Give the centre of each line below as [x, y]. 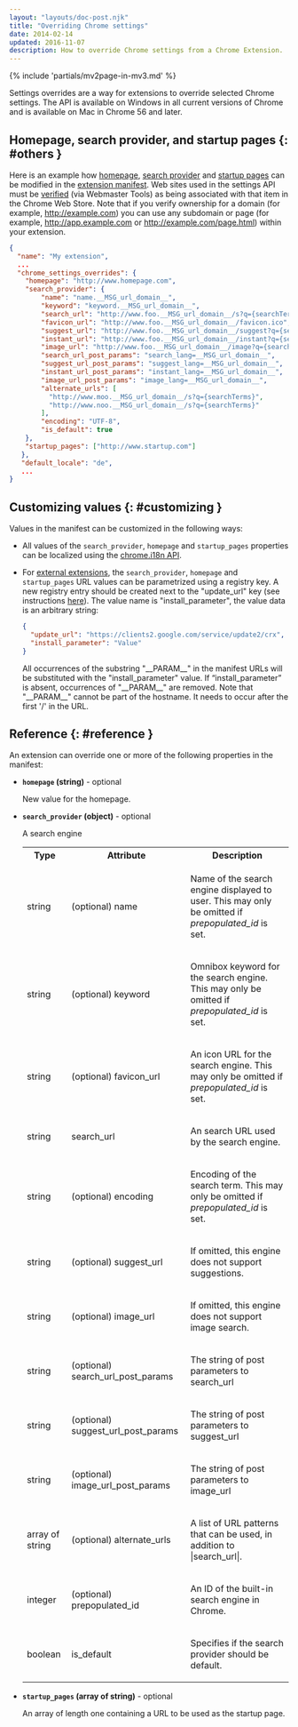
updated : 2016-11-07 [47, 42]
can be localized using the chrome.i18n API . [102, 556]
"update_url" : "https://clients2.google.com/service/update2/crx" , [158, 635]
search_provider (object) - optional [86, 816]
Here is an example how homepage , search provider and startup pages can [147, 175]
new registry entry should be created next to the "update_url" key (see [151, 591]
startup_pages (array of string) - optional [97, 1696]
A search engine [52, 834]
